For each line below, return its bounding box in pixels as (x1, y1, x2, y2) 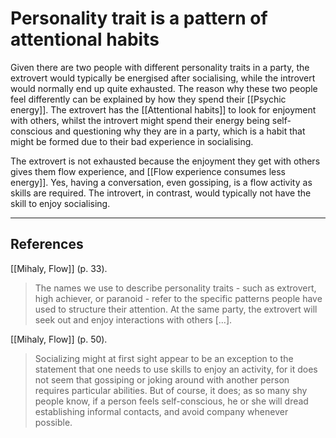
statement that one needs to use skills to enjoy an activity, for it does (34, 363, 318, 375)
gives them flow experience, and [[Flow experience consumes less (10, 165, 286, 177)
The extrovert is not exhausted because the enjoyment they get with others (10, 155, 321, 167)
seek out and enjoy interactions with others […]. (34, 313, 233, 326)
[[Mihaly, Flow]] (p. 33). (10, 262, 108, 274)
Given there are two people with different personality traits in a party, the (10, 61, 310, 73)
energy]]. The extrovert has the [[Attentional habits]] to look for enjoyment (10, 103, 317, 116)
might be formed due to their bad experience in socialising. (10, 135, 254, 147)
